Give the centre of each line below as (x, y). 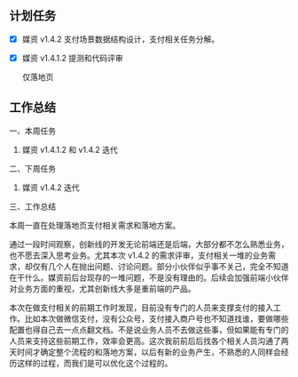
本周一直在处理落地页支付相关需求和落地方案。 (94, 225)
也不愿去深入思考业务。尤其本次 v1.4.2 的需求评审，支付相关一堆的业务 (139, 255)
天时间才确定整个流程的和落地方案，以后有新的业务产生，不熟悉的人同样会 (145, 352)
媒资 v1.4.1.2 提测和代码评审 (72, 58)
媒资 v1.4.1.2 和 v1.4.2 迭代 (70, 149)
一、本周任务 (32, 131)
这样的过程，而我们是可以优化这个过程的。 (94, 363)
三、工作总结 (32, 206)
